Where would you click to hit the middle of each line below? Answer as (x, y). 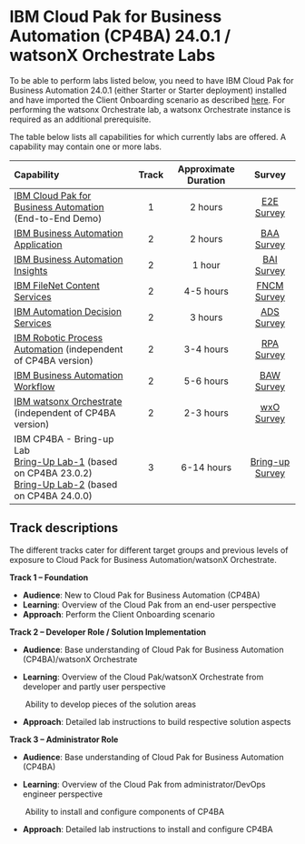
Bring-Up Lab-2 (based (66, 484)
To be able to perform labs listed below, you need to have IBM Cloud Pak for (152, 80)
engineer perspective (62, 794)
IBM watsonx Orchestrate (68, 401)
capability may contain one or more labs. (85, 146)
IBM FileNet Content (57, 286)
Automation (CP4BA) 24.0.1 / (120, 36)
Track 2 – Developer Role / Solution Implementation (108, 632)
